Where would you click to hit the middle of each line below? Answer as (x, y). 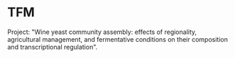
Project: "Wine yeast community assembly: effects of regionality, (102, 32)
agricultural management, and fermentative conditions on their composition (118, 39)
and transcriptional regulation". (53, 47)
